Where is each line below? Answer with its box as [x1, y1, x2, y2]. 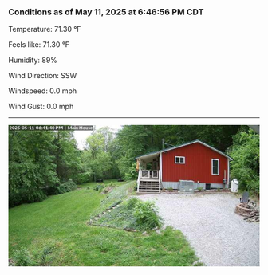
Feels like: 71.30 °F [8, 40, 70, 49]
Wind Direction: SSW [8, 71, 77, 81]
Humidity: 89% [8, 55, 58, 65]
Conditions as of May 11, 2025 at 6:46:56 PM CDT [8, 6, 204, 18]
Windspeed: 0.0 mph [8, 86, 77, 96]
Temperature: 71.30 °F [8, 25, 81, 34]
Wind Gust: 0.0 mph [8, 102, 74, 112]
